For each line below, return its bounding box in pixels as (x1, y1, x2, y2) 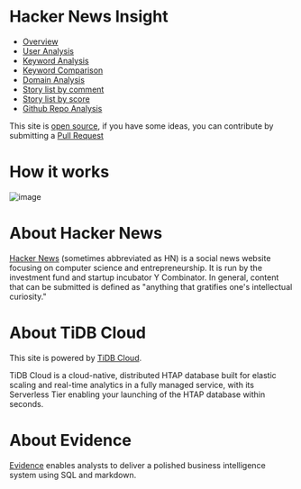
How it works (9, 162, 110, 182)
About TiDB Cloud (9, 322, 147, 343)
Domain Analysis (22, 74, 86, 85)
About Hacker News (9, 223, 163, 244)
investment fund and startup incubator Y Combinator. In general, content (9, 272, 279, 283)
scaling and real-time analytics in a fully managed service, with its (9, 379, 255, 390)
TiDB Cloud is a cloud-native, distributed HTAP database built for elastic (9, 369, 277, 380)
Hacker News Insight (9, 6, 169, 27)
